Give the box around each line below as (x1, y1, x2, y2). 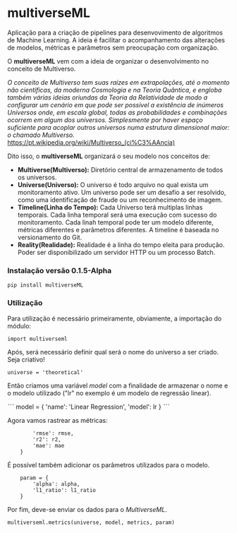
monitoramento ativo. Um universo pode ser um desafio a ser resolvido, (17, 188, 226, 196)
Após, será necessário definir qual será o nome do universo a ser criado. (7, 347, 219, 356)
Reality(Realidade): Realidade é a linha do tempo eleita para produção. (17, 240, 225, 248)
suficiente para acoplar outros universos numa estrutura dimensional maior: (7, 123, 230, 131)
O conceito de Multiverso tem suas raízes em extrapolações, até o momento (7, 78, 231, 86)
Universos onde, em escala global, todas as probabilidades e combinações (7, 108, 228, 116)
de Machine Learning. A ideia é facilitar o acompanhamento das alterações (7, 35, 226, 44)
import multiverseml (7, 335, 68, 342)
